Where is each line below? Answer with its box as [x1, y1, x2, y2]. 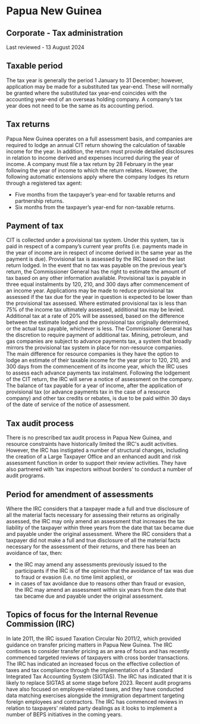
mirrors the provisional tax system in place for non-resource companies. [6, 344, 183, 351]
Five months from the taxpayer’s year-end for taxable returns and [14, 191, 176, 198]
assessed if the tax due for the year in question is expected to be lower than [6, 294, 193, 301]
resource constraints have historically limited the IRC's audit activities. [6, 441, 178, 448]
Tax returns [6, 119, 50, 129]
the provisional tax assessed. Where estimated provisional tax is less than [6, 299, 187, 307]
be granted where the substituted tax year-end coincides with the [6, 89, 167, 96]
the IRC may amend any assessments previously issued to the [14, 561, 167, 568]
